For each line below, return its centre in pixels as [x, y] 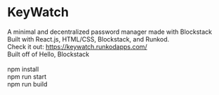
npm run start [27, 76]
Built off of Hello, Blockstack [48, 54]
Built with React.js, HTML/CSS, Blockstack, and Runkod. [88, 39]
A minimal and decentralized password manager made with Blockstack [110, 32]
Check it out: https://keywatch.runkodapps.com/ [77, 46]
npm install [23, 69]
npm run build [27, 84]
